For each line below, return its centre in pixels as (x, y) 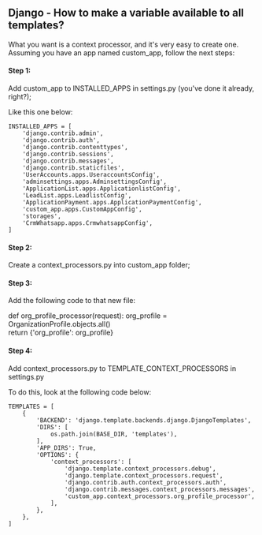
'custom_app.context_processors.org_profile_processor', (160, 496)
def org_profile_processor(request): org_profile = (88, 316)
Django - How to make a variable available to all (126, 13)
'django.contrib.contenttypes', (75, 148)
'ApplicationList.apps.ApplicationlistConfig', (101, 189)
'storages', (42, 216)
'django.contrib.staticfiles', (74, 168)
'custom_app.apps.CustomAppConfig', (83, 210)
